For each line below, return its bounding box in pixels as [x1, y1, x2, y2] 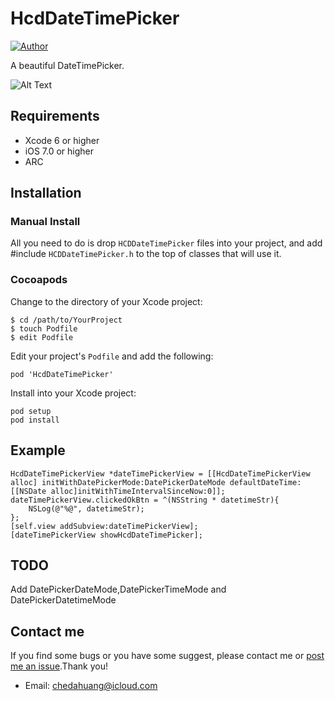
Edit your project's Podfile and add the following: [10, 350, 214, 362]
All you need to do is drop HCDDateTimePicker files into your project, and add [10, 237, 323, 249]
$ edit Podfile [10, 332, 74, 342]
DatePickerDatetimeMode [10, 594, 117, 606]
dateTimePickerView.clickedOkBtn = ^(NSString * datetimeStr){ [10, 495, 280, 505]
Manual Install [10, 215, 81, 229]
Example [10, 442, 66, 459]
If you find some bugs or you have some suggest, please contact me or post [10, 650, 325, 662]
